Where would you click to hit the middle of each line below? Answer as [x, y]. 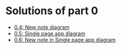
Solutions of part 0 [52, 11]
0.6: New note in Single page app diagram [65, 40]
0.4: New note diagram [42, 27]
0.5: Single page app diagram [50, 33]
